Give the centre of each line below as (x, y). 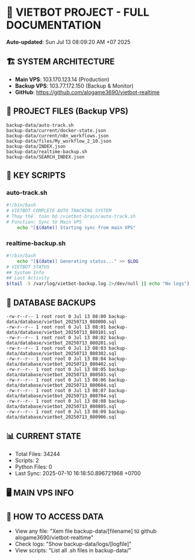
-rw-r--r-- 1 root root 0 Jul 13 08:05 (56, 369)
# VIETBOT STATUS (28, 267)
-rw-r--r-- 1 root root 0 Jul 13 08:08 (56, 401)
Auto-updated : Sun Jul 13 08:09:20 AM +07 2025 (68, 42)
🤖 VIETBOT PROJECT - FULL (78, 12)
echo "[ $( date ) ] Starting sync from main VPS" (76, 227)
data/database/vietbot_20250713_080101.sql (62, 332)
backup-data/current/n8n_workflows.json (58, 135)
